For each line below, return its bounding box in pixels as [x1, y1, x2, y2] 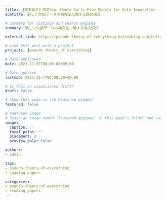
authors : [5, 148, 23, 152]
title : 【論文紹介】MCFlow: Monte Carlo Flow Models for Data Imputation [5, 7, 156, 12]
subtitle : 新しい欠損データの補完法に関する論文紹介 [5, 12, 101, 17]
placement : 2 [9, 134, 37, 139]
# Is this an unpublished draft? [5, 84, 74, 89]
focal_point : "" [9, 129, 43, 134]
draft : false [5, 89, 32, 94]
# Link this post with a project [5, 43, 74, 49]
